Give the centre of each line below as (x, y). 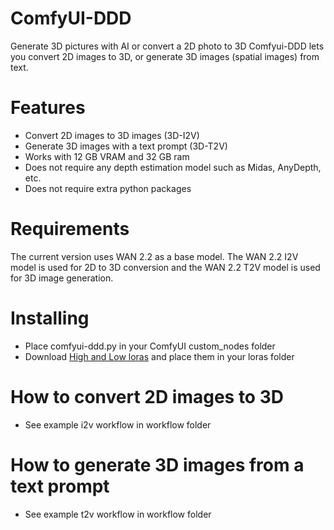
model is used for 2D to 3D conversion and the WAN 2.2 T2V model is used (165, 267)
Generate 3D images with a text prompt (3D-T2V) (126, 146)
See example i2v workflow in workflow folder (118, 424)
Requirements (70, 229)
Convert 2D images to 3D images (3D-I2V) (112, 135)
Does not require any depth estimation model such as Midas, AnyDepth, (173, 167)
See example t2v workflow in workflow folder (118, 514)
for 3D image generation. (62, 278)
